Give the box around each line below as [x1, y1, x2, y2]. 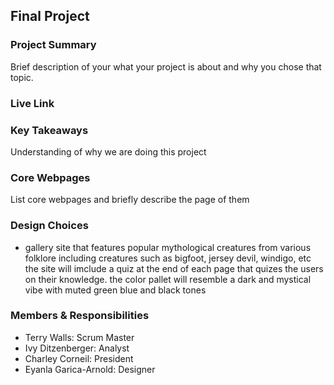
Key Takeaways [10, 123, 89, 137]
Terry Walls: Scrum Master [24, 331, 135, 343]
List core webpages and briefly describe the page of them [10, 194, 250, 206]
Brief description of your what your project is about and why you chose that [10, 60, 322, 73]
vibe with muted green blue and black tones [24, 284, 207, 296]
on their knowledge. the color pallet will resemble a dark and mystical [24, 273, 312, 285]
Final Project [10, 8, 90, 25]
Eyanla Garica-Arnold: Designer [24, 363, 156, 375]
